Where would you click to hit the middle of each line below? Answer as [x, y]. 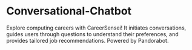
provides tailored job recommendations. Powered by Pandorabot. [88, 40]
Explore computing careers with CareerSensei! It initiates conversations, [96, 28]
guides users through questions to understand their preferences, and [92, 34]
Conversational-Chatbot [69, 11]
